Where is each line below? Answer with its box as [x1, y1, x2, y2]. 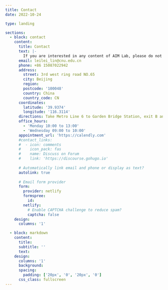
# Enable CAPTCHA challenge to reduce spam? [27, 207, 122, 212]
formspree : [23, 194, 46, 199]
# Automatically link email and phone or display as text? [18, 165, 144, 171]
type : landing [5, 21, 35, 26]
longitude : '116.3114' [23, 109, 70, 114]
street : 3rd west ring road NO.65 [23, 72, 95, 77]
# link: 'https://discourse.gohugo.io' [18, 156, 108, 161]
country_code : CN [23, 95, 59, 100]
